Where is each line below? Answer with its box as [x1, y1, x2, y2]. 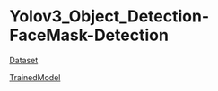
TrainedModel [9, 71, 61, 82]
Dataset [9, 54, 39, 65]
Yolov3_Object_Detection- [9, 6, 209, 27]
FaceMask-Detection [9, 25, 169, 45]
